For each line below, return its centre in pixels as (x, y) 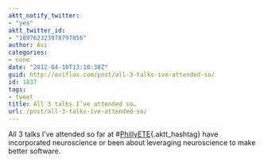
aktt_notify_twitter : (44, 15)
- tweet (21, 97)
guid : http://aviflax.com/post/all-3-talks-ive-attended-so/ (112, 75)
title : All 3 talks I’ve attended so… (72, 104)
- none (19, 60)
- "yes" (21, 23)
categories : (28, 52)
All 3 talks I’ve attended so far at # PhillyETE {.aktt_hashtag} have (113, 134)
